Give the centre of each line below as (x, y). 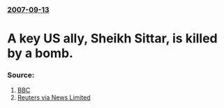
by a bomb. (40, 53)
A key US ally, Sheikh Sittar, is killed (112, 39)
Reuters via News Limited (54, 98)
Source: (21, 75)
